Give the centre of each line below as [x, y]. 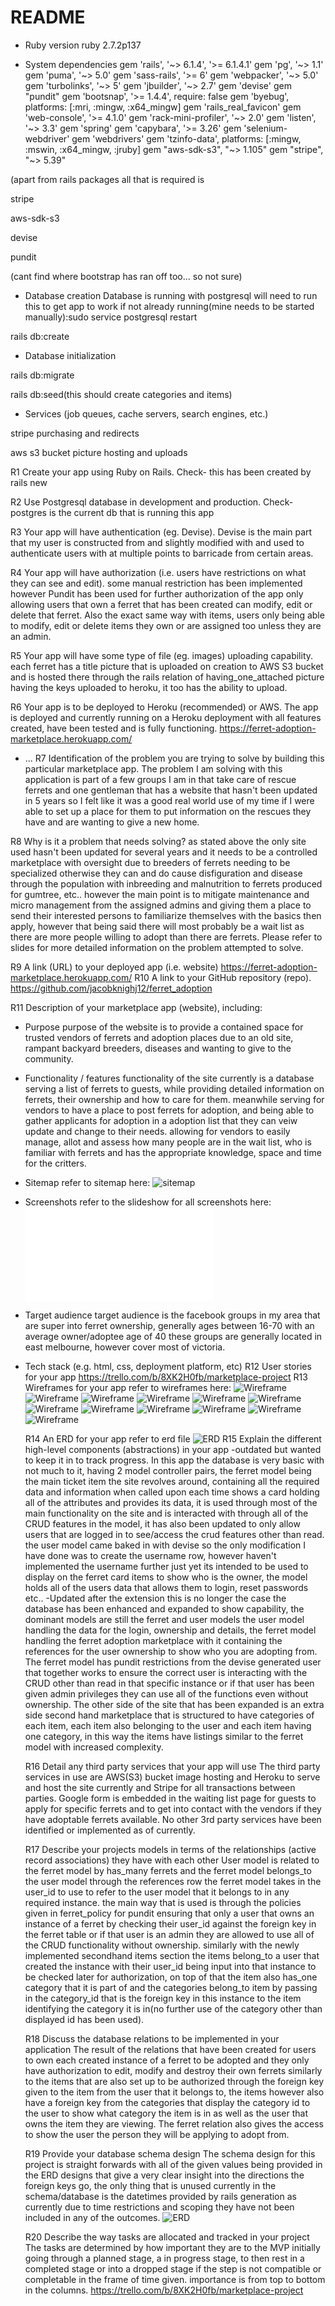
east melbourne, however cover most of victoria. [125, 1347]
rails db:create [40, 336]
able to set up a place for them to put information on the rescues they [168, 811]
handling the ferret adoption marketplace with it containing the [153, 1640]
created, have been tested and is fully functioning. [114, 728]
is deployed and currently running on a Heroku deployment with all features [166, 717]
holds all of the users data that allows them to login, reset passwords [166, 1587]
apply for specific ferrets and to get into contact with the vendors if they [173, 1808]
